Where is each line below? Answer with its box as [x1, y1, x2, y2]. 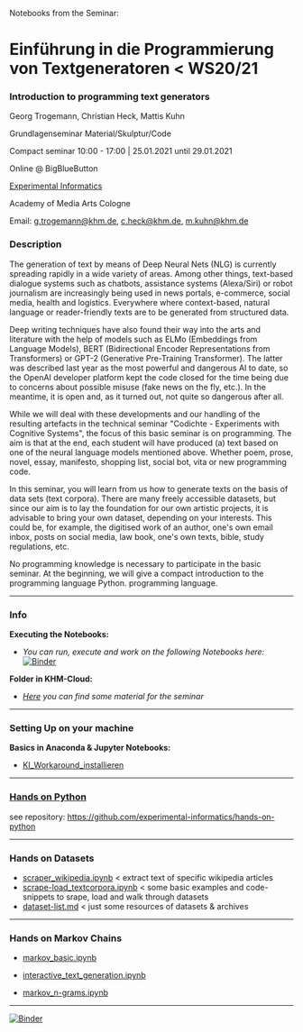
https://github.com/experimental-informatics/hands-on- [67, 811, 275, 822]
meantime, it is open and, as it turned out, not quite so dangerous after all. [9, 391, 284, 402]
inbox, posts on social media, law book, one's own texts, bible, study [9, 531, 264, 542]
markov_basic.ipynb [22, 953, 97, 964]
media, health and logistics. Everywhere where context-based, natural [9, 297, 271, 307]
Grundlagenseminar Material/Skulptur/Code [9, 128, 171, 139]
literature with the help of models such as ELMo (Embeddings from [9, 333, 258, 344]
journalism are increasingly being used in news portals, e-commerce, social [9, 288, 290, 298]
